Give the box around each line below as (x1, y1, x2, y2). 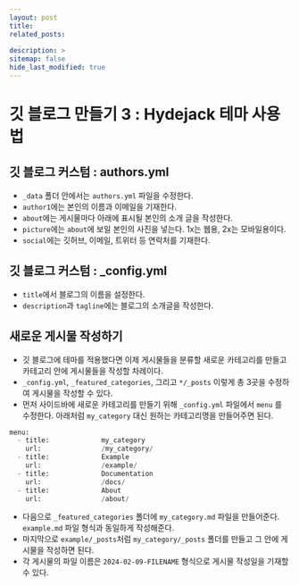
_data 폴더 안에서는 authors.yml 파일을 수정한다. (21, 189, 194, 201)
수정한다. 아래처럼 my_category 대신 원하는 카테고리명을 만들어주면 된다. (21, 410, 274, 421)
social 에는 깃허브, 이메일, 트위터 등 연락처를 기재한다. (21, 234, 212, 246)
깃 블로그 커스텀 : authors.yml (9, 164, 170, 180)
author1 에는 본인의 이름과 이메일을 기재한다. (21, 201, 177, 212)
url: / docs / (25, 477, 126, 487)
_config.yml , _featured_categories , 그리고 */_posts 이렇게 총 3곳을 (21, 376, 266, 387)
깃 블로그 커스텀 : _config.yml (9, 264, 168, 279)
